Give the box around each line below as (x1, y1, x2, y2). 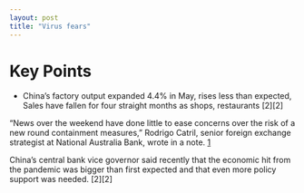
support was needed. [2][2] (9, 174, 113, 185)
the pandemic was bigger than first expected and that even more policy (9, 164, 277, 175)
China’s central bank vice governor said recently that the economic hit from (9, 155, 291, 166)
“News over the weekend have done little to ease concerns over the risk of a (9, 118, 296, 129)
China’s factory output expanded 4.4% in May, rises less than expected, (22, 91, 292, 101)
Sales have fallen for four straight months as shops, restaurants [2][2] (22, 101, 284, 111)
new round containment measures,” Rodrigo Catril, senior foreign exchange (9, 128, 292, 139)
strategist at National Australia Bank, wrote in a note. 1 (9, 137, 211, 148)
